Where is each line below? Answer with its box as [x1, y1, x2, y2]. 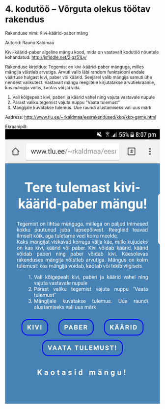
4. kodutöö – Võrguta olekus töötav [5, 3, 151, 15]
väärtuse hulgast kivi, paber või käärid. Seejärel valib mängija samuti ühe [5, 74, 152, 80]
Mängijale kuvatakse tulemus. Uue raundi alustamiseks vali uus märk [12, 104, 152, 110]
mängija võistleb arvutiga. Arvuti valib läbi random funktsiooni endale [5, 69, 145, 75]
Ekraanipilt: [5, 124, 28, 129]
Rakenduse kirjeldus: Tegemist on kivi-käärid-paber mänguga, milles [5, 64, 144, 70]
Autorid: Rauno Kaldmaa [5, 39, 55, 45]
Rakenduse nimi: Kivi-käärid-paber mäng [5, 30, 88, 36]
